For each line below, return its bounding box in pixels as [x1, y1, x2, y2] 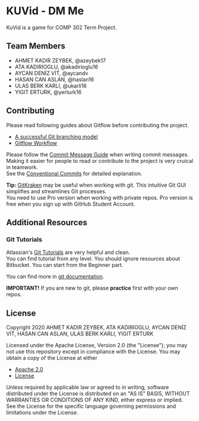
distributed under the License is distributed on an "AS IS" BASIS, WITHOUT [6, 390, 190, 397]
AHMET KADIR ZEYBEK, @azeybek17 [14, 56, 106, 64]
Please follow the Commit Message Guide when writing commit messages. [6, 150, 189, 158]
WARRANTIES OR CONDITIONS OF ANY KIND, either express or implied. [6, 397, 183, 404]
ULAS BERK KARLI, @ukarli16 [14, 82, 87, 89]
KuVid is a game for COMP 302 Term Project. [6, 24, 117, 31]
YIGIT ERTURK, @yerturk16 [14, 88, 82, 96]
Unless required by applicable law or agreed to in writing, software [6, 384, 169, 391]
